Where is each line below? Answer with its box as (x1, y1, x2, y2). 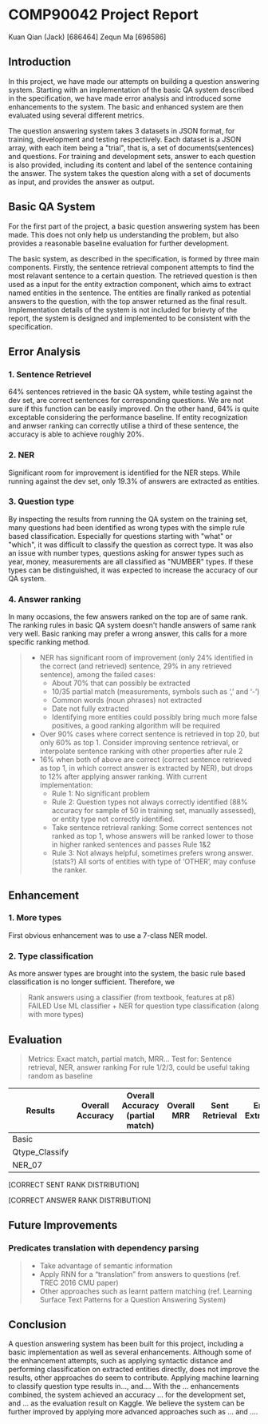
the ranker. (51, 865, 88, 875)
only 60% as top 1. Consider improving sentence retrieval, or (39, 738, 239, 748)
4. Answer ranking (8, 593, 81, 604)
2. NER (8, 449, 35, 461)
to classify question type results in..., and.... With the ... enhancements (8, 1382, 239, 1391)
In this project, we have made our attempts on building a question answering (8, 76, 260, 86)
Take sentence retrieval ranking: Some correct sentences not (51, 823, 253, 832)
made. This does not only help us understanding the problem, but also (8, 229, 239, 239)
